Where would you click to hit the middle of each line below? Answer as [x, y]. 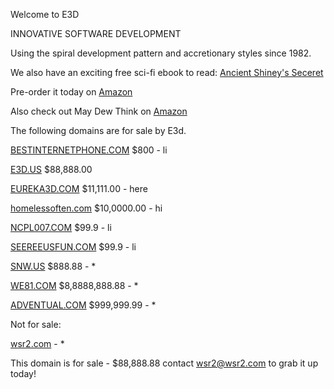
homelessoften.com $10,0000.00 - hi [86, 208]
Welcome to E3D [45, 14]
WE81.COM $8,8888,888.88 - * [74, 285]
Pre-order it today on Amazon [71, 92]
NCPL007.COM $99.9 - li [61, 227]
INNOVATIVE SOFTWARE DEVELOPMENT [96, 33]
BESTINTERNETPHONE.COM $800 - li [89, 150]
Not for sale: [36, 324]
